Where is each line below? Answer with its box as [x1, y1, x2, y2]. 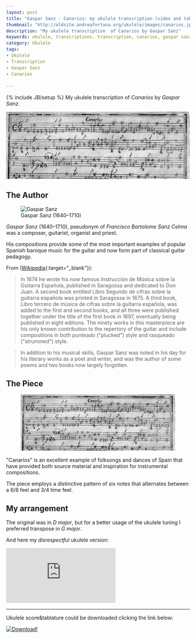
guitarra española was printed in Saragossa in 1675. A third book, [20, 294, 177, 301]
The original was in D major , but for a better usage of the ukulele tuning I [6, 519, 181, 526]
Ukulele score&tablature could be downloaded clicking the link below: [6, 614, 174, 622]
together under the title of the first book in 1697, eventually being [20, 313, 176, 320]
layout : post [6, 9, 38, 15]
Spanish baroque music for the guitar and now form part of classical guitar [6, 247, 185, 254]
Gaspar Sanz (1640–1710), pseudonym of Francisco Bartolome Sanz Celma [6, 223, 188, 230]
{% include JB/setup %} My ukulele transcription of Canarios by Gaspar [6, 94, 180, 101]
